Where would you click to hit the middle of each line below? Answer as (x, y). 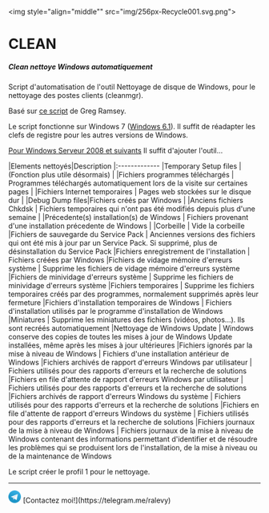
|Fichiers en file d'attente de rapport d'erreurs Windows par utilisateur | (126, 380)
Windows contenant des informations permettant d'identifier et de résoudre (133, 439)
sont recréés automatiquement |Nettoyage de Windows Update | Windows (131, 328)
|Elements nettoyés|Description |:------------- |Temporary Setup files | (125, 166)
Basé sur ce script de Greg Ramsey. (67, 111)
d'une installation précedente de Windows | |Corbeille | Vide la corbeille (127, 226)
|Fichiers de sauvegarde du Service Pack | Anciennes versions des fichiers (132, 234)
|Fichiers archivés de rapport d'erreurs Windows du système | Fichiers (125, 397)
